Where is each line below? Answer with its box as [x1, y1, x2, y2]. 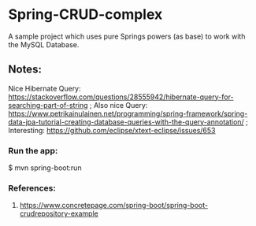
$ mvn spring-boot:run [8, 163, 82, 172]
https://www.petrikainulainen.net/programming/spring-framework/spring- [8, 109, 248, 118]
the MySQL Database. [8, 39, 80, 49]
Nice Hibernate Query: [8, 83, 81, 93]
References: [8, 183, 57, 194]
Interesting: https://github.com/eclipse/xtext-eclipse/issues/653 [8, 125, 216, 135]
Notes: [8, 63, 42, 76]
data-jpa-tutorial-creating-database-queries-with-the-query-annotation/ [8, 117, 244, 127]
